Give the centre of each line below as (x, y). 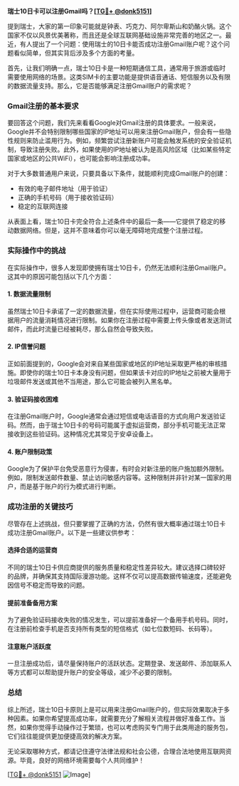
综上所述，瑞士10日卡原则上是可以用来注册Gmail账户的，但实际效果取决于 (116, 709)
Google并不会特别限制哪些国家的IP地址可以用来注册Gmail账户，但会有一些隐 (119, 132)
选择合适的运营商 (32, 550)
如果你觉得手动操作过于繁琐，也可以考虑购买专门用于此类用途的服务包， (126, 727)
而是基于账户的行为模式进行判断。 (69, 487)
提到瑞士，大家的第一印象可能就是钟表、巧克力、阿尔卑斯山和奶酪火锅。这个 (119, 26)
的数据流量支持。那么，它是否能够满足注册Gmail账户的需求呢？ (100, 86)
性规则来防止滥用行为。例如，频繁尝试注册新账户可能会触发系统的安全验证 (116, 141)
